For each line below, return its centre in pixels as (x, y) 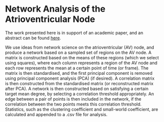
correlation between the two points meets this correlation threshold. (73, 104)
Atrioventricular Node (50, 19)
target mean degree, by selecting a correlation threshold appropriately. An (80, 94)
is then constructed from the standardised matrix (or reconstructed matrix (79, 83)
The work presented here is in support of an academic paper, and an (74, 33)
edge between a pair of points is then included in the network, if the (73, 99)
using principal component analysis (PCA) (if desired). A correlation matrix (80, 78)
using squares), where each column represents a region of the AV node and (81, 63)
